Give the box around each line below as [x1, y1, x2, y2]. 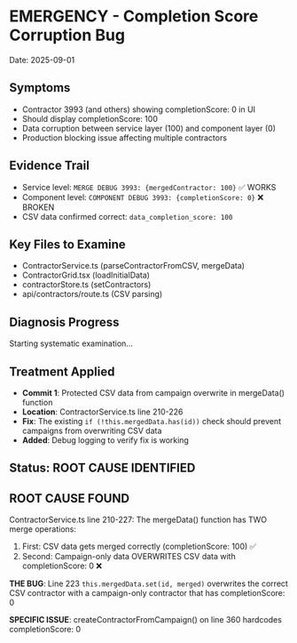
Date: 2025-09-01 [9, 54, 75, 65]
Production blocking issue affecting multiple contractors [21, 132, 228, 143]
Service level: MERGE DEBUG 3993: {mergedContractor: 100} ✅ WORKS [21, 181, 277, 192]
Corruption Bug [9, 25, 126, 45]
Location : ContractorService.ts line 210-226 [21, 406, 184, 417]
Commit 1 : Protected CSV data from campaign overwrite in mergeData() [21, 388, 285, 398]
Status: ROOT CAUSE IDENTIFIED [9, 461, 196, 476]
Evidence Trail [9, 158, 90, 173]
